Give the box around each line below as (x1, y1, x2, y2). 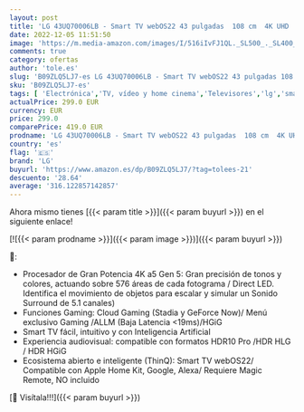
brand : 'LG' (9, 156, 54, 166)
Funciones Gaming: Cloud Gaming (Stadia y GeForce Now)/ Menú (22, 307, 268, 318)
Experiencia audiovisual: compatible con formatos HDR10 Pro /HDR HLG (22, 336, 291, 347)
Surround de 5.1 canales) (22, 298, 116, 309)
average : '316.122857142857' (9, 182, 119, 191)
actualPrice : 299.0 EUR (9, 97, 100, 107)
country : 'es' (9, 139, 63, 149)
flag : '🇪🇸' (9, 148, 54, 157)
